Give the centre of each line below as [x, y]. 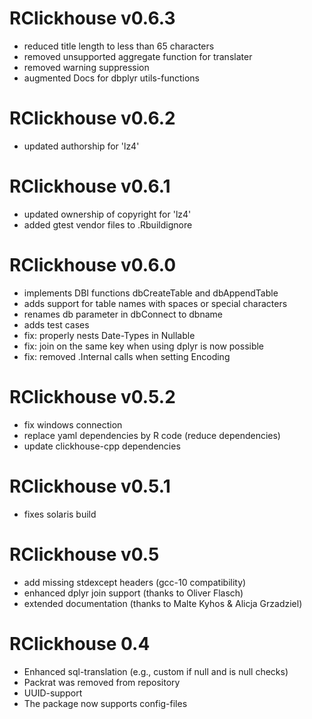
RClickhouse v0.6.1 [90, 186]
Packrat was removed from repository [102, 682]
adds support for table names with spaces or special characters [155, 303]
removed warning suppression [86, 67]
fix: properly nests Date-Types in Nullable [109, 335]
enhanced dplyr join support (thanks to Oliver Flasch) [133, 593]
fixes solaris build [60, 514]
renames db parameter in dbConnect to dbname [123, 314]
